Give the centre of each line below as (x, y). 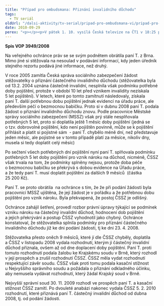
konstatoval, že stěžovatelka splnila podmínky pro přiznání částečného (76, 223)
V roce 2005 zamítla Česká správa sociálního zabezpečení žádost (71, 75)
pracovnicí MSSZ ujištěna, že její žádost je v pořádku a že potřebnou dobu (80, 192)
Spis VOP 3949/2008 (27, 46)
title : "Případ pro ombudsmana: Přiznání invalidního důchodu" (71, 10)
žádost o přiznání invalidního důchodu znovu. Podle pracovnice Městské (78, 112)
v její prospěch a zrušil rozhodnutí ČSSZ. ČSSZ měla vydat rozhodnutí (75, 258)
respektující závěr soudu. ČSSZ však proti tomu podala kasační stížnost (77, 263)
